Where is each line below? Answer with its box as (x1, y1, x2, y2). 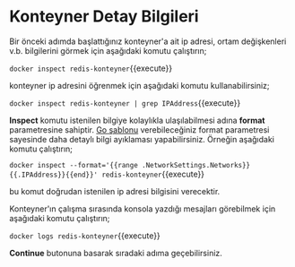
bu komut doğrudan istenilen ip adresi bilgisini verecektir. (9, 185, 221, 196)
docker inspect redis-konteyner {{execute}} (9, 63, 173, 73)
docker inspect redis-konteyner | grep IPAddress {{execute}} (9, 97, 241, 108)
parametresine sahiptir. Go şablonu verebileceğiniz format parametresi (9, 124, 270, 135)
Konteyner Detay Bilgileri (9, 6, 199, 27)
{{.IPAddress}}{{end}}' (9, 170, 99, 179)
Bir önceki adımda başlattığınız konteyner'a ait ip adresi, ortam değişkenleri (9, 36, 287, 47)
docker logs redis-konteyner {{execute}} (9, 230, 161, 241)
